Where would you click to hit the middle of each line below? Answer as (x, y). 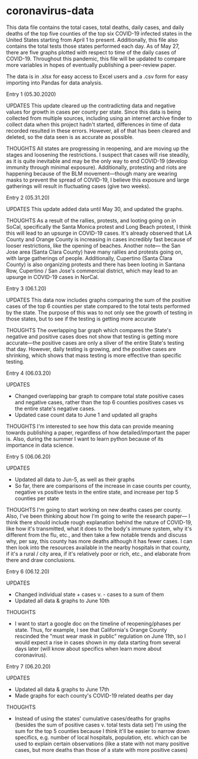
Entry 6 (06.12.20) (28, 571)
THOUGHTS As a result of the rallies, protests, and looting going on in (91, 220)
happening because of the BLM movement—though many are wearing (92, 173)
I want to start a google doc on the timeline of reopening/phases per (98, 623)
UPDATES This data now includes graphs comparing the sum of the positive (98, 300)
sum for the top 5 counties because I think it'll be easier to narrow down (102, 731)
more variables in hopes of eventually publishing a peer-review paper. (91, 65)
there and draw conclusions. (41, 560)
